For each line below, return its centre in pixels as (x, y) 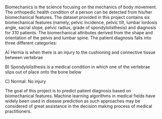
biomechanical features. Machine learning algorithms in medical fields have (80, 96)
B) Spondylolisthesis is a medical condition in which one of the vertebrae (78, 67)
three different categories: (31, 43)
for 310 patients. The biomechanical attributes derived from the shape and (79, 33)
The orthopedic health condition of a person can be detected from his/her (79, 12)
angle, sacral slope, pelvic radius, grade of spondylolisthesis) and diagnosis (81, 28)
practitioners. (18, 111)
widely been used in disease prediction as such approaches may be (73, 101)
